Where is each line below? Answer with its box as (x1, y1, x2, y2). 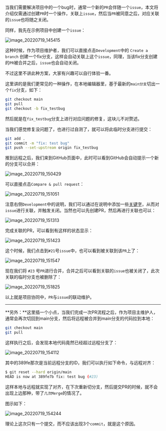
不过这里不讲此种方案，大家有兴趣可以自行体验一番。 (5, 70, 114, 76)
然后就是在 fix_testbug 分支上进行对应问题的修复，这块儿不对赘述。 (5, 115, 142, 121)
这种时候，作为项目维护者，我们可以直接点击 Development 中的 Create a (5, 48, 148, 53)
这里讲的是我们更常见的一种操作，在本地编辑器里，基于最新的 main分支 (5, 81, 147, 87)
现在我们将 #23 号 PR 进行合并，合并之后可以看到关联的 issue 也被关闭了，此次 (5, 268, 160, 274)
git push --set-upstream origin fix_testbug (5, 145, 98, 150)
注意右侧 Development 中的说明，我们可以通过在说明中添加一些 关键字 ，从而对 (5, 201, 160, 207)
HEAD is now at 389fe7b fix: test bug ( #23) (5, 374, 98, 379)
